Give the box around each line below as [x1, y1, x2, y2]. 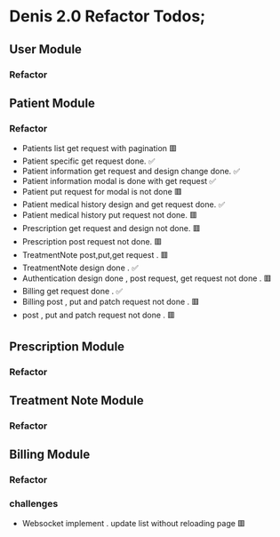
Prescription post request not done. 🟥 [21, 236, 163, 247]
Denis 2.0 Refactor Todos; [9, 6, 206, 27]
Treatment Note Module [9, 393, 144, 408]
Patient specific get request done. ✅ [21, 156, 156, 166]
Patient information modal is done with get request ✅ [21, 176, 216, 187]
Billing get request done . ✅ [21, 286, 123, 297]
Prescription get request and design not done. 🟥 [21, 223, 202, 234]
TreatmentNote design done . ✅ [21, 262, 140, 273]
